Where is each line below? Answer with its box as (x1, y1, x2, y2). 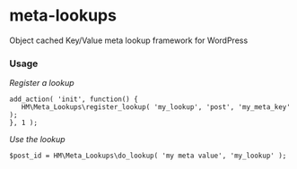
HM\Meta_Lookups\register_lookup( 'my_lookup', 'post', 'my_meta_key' (21, 103, 292, 112)
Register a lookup (9, 78, 74, 89)
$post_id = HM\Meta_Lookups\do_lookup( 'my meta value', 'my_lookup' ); (9, 151, 287, 161)
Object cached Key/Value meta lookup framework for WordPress (9, 35, 249, 46)
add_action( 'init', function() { (9, 95, 139, 104)
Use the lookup (9, 134, 66, 145)
